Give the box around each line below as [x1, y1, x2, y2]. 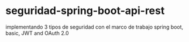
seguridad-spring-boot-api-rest [5, 4, 165, 17]
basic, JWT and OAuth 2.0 [5, 29, 69, 36]
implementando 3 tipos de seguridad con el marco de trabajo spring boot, [5, 23, 184, 30]
